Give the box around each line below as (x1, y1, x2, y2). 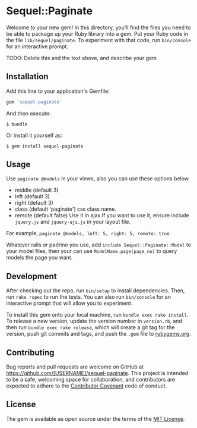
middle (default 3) (14, 186, 59, 194)
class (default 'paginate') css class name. (14, 205, 117, 213)
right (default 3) (14, 199, 53, 207)
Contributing (6, 347, 55, 358)
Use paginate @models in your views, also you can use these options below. (6, 175, 190, 182)
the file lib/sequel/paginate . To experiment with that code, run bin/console (6, 36, 192, 43)
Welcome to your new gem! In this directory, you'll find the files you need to (6, 24, 191, 31)
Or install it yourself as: (6, 132, 62, 139)
